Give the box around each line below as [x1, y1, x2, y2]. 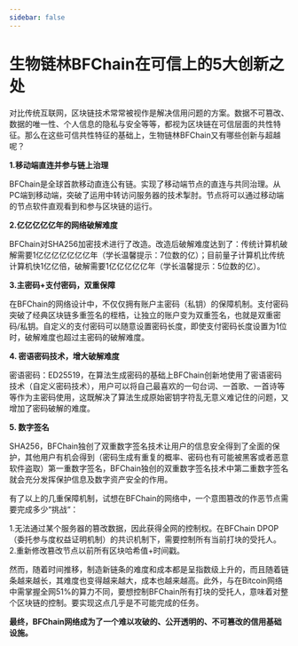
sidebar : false [9, 12, 66, 22]
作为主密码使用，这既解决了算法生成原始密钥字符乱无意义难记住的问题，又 [16, 392, 289, 403]
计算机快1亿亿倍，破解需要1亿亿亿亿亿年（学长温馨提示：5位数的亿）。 [9, 260, 265, 271]
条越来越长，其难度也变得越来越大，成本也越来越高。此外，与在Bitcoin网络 [9, 575, 284, 586]
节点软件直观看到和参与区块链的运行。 [16, 201, 157, 211]
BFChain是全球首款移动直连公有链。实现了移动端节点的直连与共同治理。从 [9, 179, 281, 189]
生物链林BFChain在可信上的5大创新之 [9, 54, 285, 74]
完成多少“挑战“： [16, 504, 79, 514]
